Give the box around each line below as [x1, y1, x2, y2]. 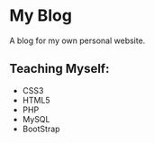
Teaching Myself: [9, 61, 110, 76]
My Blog [9, 5, 72, 26]
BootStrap [22, 123, 60, 134]
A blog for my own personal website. [9, 35, 146, 46]
